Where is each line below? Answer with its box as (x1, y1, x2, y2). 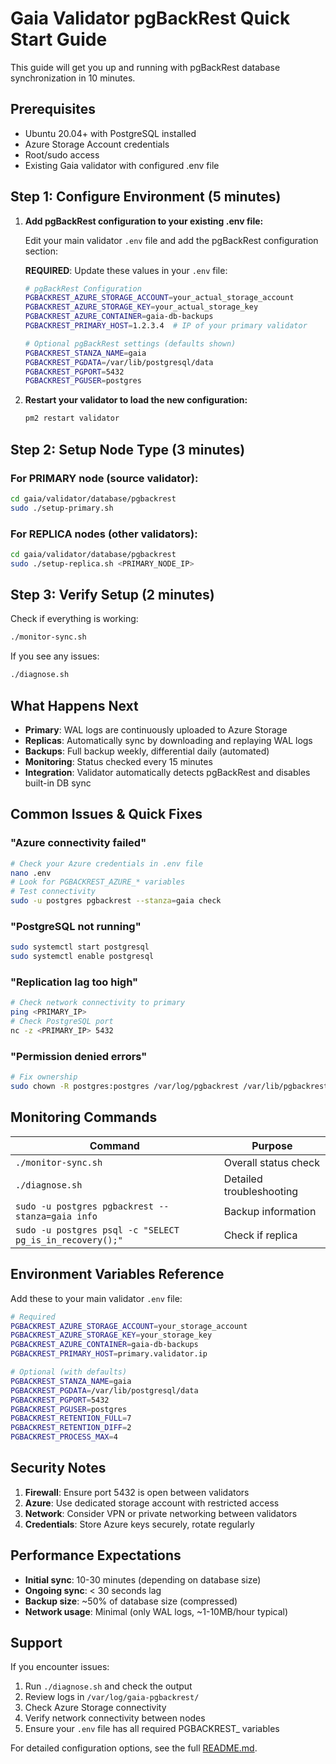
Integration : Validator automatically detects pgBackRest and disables (24, 767, 311, 779)
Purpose (251, 1138, 293, 1152)
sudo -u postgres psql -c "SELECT (15, 1224, 180, 1236)
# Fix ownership (10, 1072, 78, 1082)
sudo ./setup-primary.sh (10, 503, 114, 513)
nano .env (10, 868, 52, 878)
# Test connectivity (10, 887, 97, 897)
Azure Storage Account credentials (24, 138, 170, 150)
